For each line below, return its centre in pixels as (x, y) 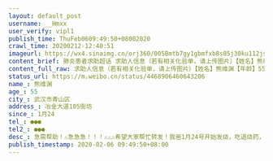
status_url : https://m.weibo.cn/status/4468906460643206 (107, 76)
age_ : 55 (23, 91)
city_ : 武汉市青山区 (39, 99)
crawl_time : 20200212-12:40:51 (61, 46)
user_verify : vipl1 (41, 31)
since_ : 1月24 (32, 115)
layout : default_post (45, 16)
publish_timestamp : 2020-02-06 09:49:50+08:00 (89, 144)
